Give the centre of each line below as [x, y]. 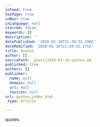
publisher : [16, 74]
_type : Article [21, 101]
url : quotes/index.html [30, 96]
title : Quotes [20, 51]
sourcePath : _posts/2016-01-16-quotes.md [48, 60]
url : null [19, 87]
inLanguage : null [23, 23]
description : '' [22, 37]
